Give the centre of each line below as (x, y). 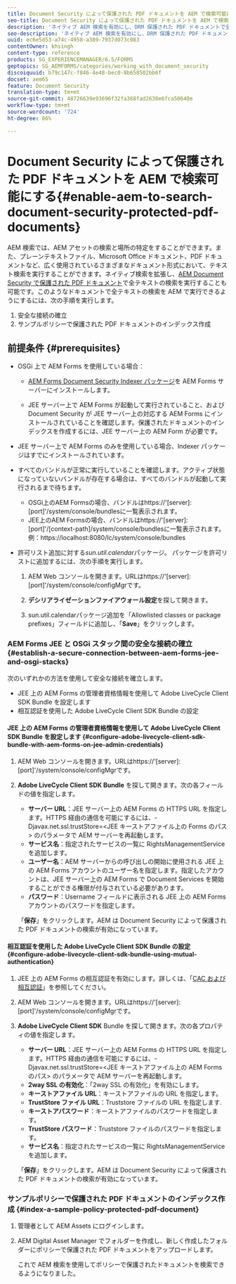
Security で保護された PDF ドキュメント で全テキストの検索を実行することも (117, 283)
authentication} (31, 962)
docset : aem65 (28, 79)
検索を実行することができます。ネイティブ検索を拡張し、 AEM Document (118, 274)
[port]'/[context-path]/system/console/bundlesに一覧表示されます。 (126, 529)
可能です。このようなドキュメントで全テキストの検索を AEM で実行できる (114, 291)
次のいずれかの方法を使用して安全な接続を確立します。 (87, 678)
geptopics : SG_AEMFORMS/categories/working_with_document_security (108, 66)
